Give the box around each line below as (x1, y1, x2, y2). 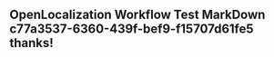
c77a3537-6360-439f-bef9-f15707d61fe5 (9, 22, 254, 37)
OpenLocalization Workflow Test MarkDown (9, 7, 266, 23)
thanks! (9, 35, 55, 51)
